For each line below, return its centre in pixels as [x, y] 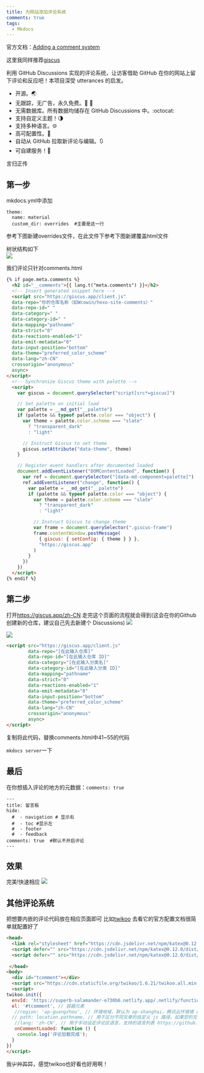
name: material [31, 218]
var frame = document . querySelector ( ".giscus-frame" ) [103, 528]
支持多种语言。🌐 [36, 126]
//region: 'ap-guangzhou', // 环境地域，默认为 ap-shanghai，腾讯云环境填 [104, 1012]
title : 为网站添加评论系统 [36, 12]
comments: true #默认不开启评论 [45, 841]
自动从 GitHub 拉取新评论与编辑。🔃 [59, 141]
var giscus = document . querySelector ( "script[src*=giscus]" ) [96, 393]
